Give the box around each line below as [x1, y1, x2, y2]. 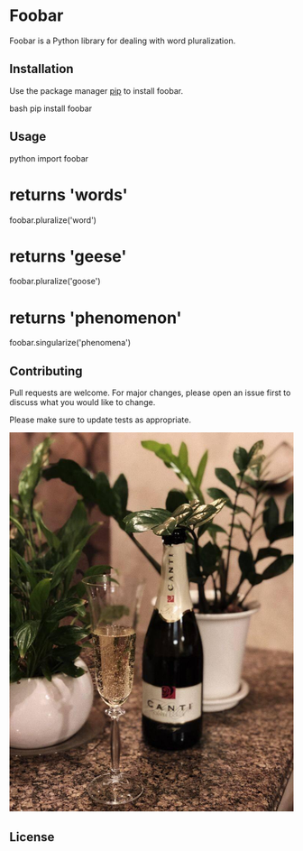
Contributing [9, 363, 83, 379]
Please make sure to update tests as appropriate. [9, 414, 192, 425]
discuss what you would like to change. [9, 397, 156, 408]
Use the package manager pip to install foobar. [9, 85, 183, 96]
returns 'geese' [9, 245, 127, 266]
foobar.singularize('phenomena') [9, 338, 132, 348]
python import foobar [9, 153, 88, 163]
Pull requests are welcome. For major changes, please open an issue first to [9, 387, 291, 398]
